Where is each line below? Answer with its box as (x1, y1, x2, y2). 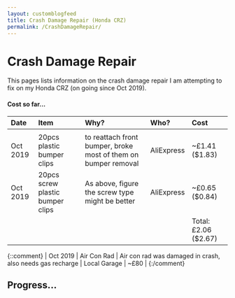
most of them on (85, 150, 139, 159)
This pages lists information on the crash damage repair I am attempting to (7, 76, 222, 85)
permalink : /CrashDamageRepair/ (7, 23, 101, 30)
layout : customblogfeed (7, 10, 77, 17)
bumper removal (85, 158, 139, 168)
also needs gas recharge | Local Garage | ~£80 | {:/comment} (7, 259, 185, 267)
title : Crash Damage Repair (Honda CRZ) (7, 17, 127, 24)
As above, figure (85, 178, 139, 188)
